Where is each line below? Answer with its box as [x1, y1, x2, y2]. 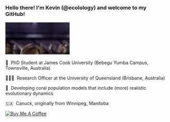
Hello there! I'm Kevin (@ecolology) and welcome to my [5, 4, 147, 11]
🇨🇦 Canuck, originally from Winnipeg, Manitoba [5, 100, 109, 107]
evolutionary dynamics [5, 90, 54, 96]
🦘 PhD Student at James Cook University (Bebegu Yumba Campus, [5, 59, 149, 66]
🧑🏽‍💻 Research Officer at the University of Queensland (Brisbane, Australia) [5, 75, 165, 81]
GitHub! [5, 10, 25, 17]
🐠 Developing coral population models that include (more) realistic [5, 85, 146, 91]
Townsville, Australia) [5, 65, 51, 71]
